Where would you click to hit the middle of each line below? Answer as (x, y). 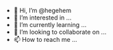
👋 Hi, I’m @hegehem (42, 10)
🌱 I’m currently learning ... (50, 25)
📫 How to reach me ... (45, 40)
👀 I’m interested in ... (42, 18)
